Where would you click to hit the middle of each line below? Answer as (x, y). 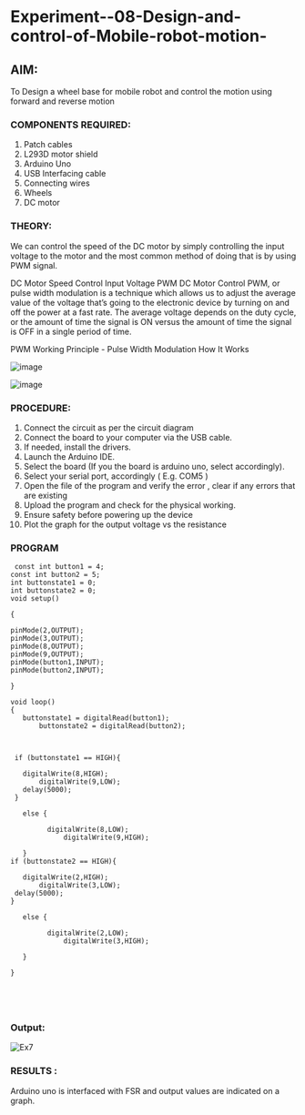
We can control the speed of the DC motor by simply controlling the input (147, 246)
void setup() (35, 599)
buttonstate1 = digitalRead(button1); (96, 718)
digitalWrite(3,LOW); (80, 886)
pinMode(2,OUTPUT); (47, 631)
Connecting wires (56, 183)
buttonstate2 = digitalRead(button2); (112, 726)
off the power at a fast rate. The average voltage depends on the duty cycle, (153, 312)
